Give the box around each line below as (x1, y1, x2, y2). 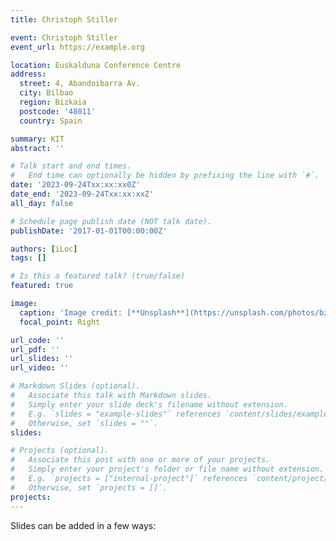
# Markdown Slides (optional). (10, 381, 141, 391)
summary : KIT (10, 134, 65, 144)
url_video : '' (10, 363, 70, 373)
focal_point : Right (19, 317, 101, 327)
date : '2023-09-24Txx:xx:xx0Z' (10, 180, 141, 190)
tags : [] (10, 253, 47, 263)
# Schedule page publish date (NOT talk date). (10, 216, 213, 226)
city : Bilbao (19, 88, 74, 98)
